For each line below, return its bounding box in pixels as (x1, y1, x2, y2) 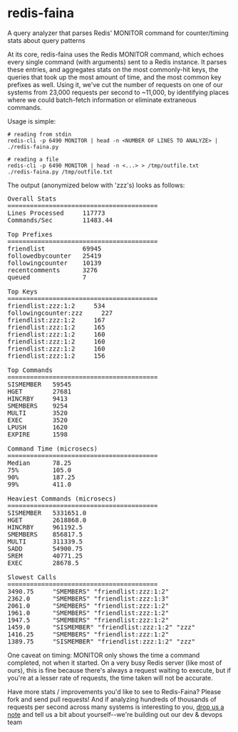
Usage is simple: (7, 116, 56, 126)
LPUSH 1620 (7, 423, 68, 431)
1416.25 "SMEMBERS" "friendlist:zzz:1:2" (7, 630, 170, 638)
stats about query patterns (7, 36, 86, 44)
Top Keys (7, 287, 38, 296)
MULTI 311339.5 (7, 537, 83, 546)
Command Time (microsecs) (7, 444, 98, 453)
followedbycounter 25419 (7, 251, 102, 260)
